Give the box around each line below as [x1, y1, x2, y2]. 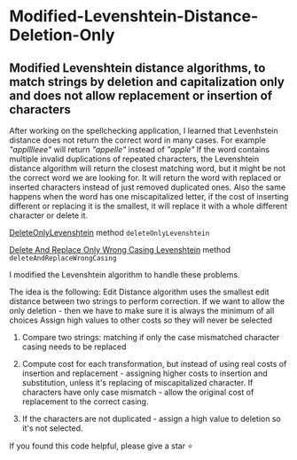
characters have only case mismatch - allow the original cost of [21, 387, 254, 397]
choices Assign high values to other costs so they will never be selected [9, 315, 273, 325]
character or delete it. [9, 210, 89, 221]
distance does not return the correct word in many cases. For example [9, 135, 266, 145]
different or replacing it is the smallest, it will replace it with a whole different [9, 201, 288, 211]
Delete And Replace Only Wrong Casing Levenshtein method [9, 245, 231, 254]
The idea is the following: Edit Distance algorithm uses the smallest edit [9, 286, 270, 297]
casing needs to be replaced [21, 341, 127, 352]
